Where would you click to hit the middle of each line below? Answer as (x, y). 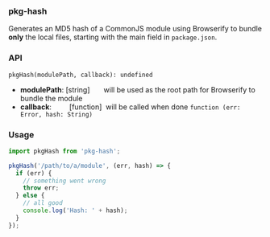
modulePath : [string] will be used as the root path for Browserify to (137, 89)
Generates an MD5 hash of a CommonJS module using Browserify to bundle (135, 29)
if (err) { (34, 173)
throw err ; (41, 188)
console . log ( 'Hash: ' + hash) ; (75, 210)
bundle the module (51, 98)
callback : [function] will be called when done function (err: (130, 107)
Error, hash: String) (56, 114)
